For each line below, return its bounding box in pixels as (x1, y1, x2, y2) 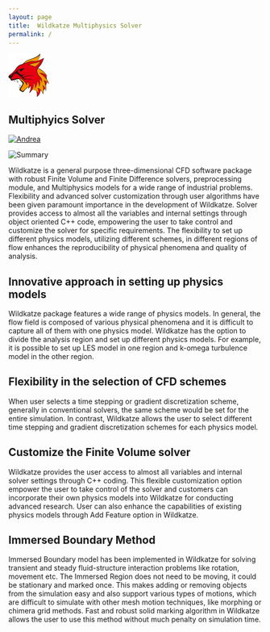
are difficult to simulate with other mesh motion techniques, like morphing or (8, 597, 262, 607)
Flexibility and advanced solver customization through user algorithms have (8, 191, 260, 201)
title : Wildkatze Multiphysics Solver (8, 21, 143, 30)
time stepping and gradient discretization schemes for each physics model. (8, 422, 259, 432)
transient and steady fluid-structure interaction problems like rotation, (8, 563, 240, 573)
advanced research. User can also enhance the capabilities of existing (8, 501, 242, 511)
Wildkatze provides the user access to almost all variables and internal (8, 467, 243, 476)
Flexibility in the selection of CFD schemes (8, 375, 227, 389)
